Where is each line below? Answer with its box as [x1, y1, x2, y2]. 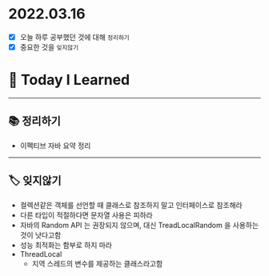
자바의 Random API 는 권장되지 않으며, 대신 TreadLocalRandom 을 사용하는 [19, 220, 259, 230]
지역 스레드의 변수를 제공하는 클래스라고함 [31, 258, 163, 268]
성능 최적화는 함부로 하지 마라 [19, 240, 112, 250]
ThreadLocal [19, 249, 62, 258]
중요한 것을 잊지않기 [19, 42, 78, 52]
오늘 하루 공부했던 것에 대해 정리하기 [19, 32, 130, 42]
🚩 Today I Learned [8, 71, 130, 89]
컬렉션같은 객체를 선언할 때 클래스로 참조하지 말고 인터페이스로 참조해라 [19, 200, 243, 210]
